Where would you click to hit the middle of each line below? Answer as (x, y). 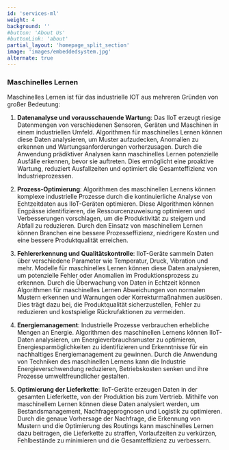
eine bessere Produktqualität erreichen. (72, 240)
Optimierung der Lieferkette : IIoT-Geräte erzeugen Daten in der (107, 390)
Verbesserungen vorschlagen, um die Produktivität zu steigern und (111, 218)
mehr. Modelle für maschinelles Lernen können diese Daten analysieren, (119, 268)
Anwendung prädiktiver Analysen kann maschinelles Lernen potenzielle (118, 154)
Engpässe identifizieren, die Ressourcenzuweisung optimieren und (111, 211)
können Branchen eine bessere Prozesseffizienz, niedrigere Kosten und (118, 233)
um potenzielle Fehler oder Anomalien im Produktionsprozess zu (108, 276)
